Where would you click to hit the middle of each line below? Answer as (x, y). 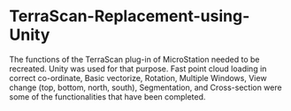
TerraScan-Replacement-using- (130, 16)
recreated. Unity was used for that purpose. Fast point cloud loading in (138, 69)
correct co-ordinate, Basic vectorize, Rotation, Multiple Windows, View (138, 78)
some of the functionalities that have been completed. (107, 96)
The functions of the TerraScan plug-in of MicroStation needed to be (134, 59)
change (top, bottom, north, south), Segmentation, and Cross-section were (145, 87)
